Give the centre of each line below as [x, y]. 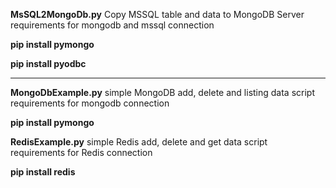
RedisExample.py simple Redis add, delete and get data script [139, 142]
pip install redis [43, 172]
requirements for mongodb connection [90, 103]
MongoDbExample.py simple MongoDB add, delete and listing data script [163, 92]
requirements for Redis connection [81, 152]
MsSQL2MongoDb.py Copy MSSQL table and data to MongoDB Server [157, 14]
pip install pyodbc [48, 63]
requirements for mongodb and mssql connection [112, 25]
